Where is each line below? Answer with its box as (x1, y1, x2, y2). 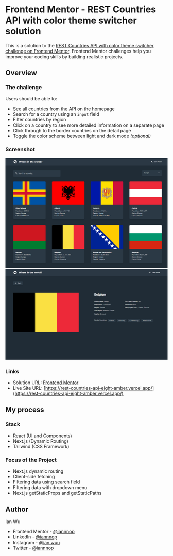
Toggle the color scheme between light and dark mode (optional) (12, 133, 151, 139)
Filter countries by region (12, 116, 66, 123)
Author (5, 505, 28, 513)
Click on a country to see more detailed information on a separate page (12, 122, 165, 128)
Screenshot (5, 146, 35, 153)
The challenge (5, 84, 42, 91)
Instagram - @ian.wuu (12, 539, 60, 545)
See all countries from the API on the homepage (12, 106, 115, 112)
